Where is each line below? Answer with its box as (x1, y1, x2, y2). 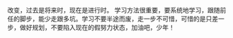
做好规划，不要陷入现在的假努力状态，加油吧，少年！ (19, 23, 175, 31)
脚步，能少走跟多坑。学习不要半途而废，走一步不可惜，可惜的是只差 (19, 15, 218, 23)
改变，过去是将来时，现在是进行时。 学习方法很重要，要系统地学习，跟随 (7, 6, 220, 14)
